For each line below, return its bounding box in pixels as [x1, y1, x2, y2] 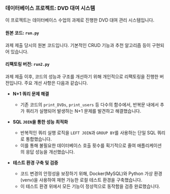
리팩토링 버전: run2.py [5, 61, 50, 67]
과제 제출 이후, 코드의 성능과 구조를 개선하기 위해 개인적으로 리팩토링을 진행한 [5, 73, 159, 80]
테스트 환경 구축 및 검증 [12, 159, 59, 165]
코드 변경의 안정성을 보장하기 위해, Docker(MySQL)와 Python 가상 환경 [20, 170, 162, 177]
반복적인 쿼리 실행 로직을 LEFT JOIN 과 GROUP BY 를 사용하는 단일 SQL [20, 129, 156, 136]
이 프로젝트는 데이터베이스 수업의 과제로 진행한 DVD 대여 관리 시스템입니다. [5, 17, 155, 23]
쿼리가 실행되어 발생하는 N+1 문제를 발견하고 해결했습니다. [25, 108, 141, 114]
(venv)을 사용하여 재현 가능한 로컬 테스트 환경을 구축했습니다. [20, 177, 143, 183]
